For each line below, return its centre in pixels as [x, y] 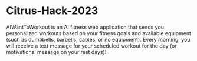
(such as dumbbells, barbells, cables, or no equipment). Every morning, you [98, 39]
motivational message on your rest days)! [56, 52]
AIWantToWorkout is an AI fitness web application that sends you [85, 27]
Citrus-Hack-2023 [52, 11]
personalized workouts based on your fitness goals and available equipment [99, 33]
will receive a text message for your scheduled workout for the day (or [91, 46]
